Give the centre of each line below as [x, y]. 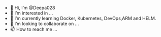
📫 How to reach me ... [34, 29]
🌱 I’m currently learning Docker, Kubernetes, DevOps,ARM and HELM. [83, 18]
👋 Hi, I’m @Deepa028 [33, 8]
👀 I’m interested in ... [31, 13]
